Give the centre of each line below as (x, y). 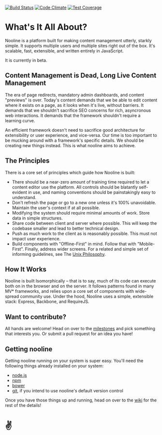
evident (20, 192)
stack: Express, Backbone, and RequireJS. (47, 301)
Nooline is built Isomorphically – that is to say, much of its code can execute (81, 281)
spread (12, 297)
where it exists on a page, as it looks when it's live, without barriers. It (74, 105)
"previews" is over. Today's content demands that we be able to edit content (81, 100)
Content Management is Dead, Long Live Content (81, 75)
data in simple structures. (37, 218)
